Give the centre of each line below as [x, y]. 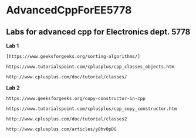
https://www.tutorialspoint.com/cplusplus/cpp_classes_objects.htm [90, 67]
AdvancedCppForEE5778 [69, 10]
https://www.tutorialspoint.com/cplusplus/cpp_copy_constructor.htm [92, 109]
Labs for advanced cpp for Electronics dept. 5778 [98, 32]
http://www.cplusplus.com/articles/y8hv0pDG [61, 129]
